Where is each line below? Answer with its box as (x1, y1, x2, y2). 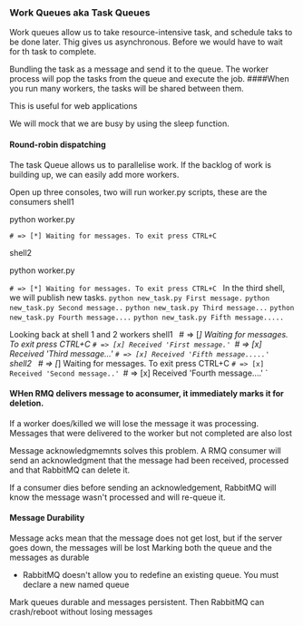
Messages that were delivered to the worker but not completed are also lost (9, 427, 292, 438)
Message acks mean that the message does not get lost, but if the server (9, 533, 283, 543)
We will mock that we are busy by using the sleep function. (9, 118, 230, 129)
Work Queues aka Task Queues (9, 6, 151, 19)
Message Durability (9, 513, 85, 523)
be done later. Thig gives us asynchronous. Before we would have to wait (9, 36, 283, 47)
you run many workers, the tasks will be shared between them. (9, 83, 245, 94)
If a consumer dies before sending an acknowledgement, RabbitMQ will (9, 482, 277, 493)
